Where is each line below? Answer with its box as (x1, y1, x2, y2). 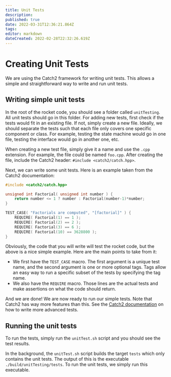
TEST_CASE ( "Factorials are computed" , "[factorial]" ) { (5, 211, 131, 216)
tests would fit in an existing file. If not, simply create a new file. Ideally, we (5, 120, 162, 126)
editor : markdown (5, 31, 42, 36)
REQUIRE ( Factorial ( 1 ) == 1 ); (14, 215, 81, 220)
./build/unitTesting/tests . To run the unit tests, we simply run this (5, 362, 148, 368)
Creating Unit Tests (5, 58, 89, 70)
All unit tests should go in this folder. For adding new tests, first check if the (5, 114, 164, 120)
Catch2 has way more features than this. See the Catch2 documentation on (5, 301, 164, 307)
